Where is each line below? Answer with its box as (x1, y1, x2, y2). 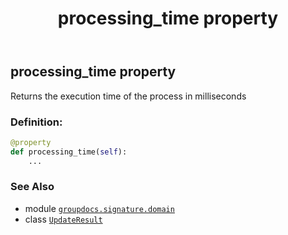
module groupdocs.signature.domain (24, 202, 175, 214)
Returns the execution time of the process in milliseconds (10, 90, 247, 102)
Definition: (10, 115, 63, 129)
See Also (10, 180, 55, 194)
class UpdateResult (24, 213, 103, 225)
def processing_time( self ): (10, 147, 128, 157)
